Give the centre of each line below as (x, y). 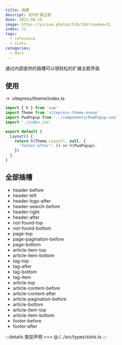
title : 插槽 (17, 10)
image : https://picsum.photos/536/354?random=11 (58, 24)
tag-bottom (25, 272)
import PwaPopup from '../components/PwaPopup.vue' (62, 118)
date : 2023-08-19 (24, 19)
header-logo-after (32, 201)
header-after (26, 217)
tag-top (21, 261)
